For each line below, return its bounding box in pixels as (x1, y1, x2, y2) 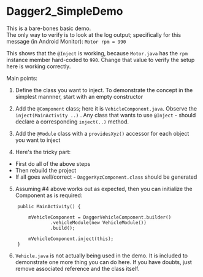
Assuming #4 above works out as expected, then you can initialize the (15, 185, 193, 192)
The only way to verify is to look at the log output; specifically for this (6, 31, 182, 38)
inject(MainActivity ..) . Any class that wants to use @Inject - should (15, 111, 196, 119)
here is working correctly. (6, 63, 71, 70)
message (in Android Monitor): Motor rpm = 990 (6, 37, 126, 45)
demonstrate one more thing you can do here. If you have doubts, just (15, 258, 192, 265)
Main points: (6, 74, 38, 82)
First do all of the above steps (15, 160, 91, 167)
